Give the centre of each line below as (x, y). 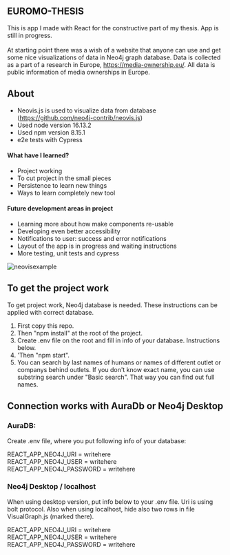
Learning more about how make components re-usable (95, 224)
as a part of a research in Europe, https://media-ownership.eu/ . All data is (111, 64)
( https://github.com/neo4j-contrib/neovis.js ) (80, 117)
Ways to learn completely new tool (66, 193)
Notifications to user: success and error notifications (92, 239)
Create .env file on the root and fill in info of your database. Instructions (118, 340)
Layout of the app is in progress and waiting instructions (97, 246)
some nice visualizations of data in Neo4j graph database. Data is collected (114, 57)
